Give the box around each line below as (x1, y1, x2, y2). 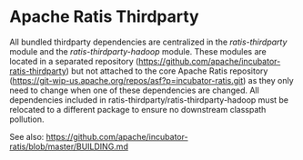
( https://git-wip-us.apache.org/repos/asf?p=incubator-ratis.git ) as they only (9, 75, 294, 85)
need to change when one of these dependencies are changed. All (9, 85, 259, 95)
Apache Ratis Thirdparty (9, 6, 199, 27)
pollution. (9, 114, 45, 125)
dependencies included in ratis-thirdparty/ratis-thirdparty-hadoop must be (9, 94, 289, 105)
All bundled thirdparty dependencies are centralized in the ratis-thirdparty (9, 36, 288, 47)
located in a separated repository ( (9, 55, 139, 66)
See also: (9, 131, 45, 142)
